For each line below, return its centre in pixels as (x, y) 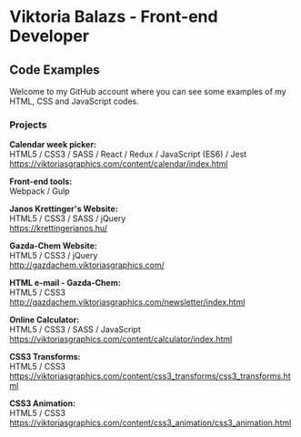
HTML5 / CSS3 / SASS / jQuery (68, 218)
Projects (28, 125)
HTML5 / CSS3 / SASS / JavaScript (75, 330)
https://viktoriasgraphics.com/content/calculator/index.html (121, 340)
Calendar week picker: (53, 145)
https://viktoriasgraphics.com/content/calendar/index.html (119, 164)
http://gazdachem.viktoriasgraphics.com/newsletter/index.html (127, 302)
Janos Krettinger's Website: (64, 209)
